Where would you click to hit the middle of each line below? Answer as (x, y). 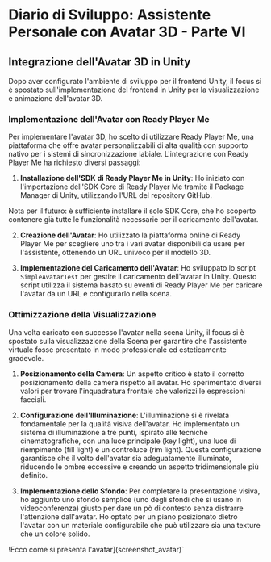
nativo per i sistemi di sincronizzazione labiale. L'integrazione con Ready (129, 154)
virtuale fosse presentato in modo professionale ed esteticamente (118, 350)
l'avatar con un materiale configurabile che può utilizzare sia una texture (140, 525)
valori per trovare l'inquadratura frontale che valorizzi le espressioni (133, 391)
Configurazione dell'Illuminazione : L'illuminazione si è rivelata (125, 415)
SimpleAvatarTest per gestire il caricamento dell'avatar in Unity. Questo (138, 277)
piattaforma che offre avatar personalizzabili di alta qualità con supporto (128, 145)
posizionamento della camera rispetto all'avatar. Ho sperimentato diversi (140, 382)
